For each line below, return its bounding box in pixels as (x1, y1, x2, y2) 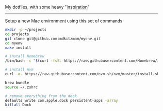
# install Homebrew (5, 54, 45, 59)
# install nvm (5, 67, 34, 72)
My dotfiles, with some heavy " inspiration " (5, 4, 90, 10)
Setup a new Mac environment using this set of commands (5, 18, 123, 24)
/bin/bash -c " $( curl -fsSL (5, 58, 62, 63)
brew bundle (5, 80, 29, 85)
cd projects (5, 31, 29, 37)
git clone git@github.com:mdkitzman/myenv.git (5, 36, 101, 41)
